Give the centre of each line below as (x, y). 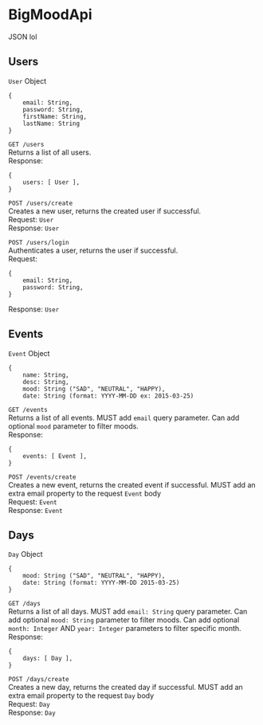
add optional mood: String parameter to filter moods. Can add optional (124, 620)
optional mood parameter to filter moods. (74, 426)
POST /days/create (39, 680)
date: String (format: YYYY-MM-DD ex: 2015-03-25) (108, 396)
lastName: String (51, 123)
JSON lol (23, 37)
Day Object (26, 555)
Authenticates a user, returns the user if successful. (93, 250)
